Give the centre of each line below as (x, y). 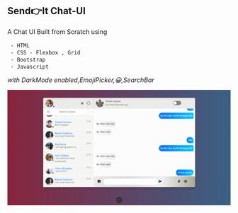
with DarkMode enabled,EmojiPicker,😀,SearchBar (81, 80)
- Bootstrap (28, 59)
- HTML (20, 45)
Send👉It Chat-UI (47, 11)
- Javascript (30, 67)
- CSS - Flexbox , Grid (45, 52)
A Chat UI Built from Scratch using (57, 31)
